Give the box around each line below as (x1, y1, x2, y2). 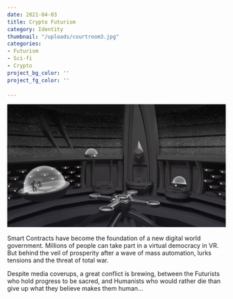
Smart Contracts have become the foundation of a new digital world (7, 234, 201, 242)
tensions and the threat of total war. (7, 256, 109, 264)
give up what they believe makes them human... (7, 284, 144, 292)
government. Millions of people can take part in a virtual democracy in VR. (7, 241, 219, 249)
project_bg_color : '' (7, 69, 70, 76)
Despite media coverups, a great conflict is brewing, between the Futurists (7, 269, 221, 278)
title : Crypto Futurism (7, 18, 76, 26)
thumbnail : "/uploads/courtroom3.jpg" (7, 33, 119, 40)
